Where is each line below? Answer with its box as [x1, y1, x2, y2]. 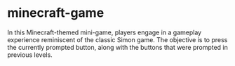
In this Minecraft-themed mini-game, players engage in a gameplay [7, 28, 202, 37]
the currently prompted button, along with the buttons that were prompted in [7, 43, 228, 51]
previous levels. [7, 51, 53, 59]
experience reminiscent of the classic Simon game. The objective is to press [7, 35, 228, 44]
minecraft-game [7, 5, 105, 21]
